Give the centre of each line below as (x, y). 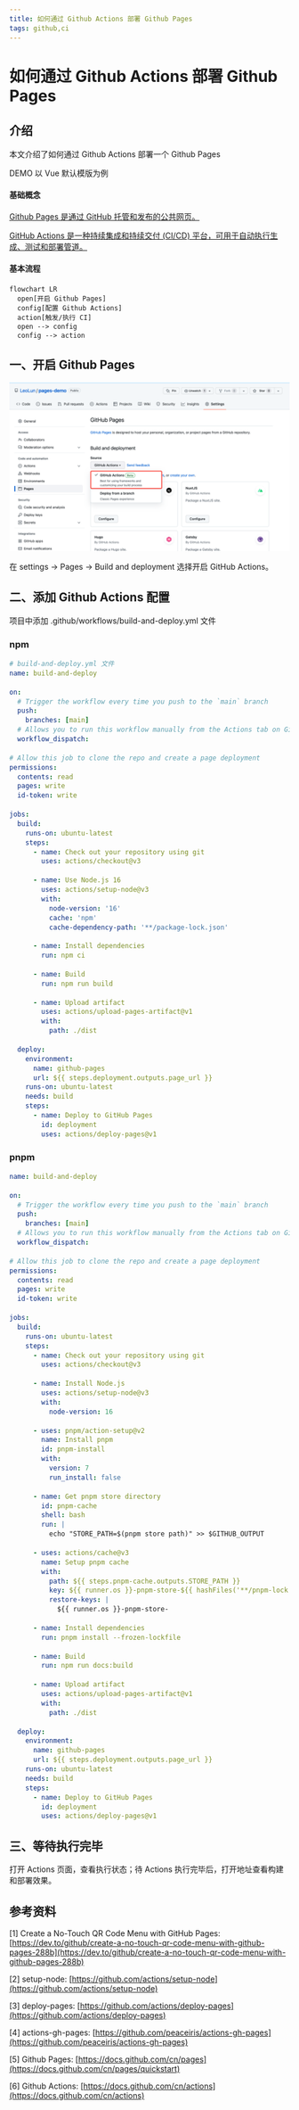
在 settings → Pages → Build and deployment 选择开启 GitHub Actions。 (141, 566)
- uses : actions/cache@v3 (81, 1553)
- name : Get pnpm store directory (97, 1496)
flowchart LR (33, 289)
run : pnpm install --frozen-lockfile (111, 1637)
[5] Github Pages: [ (44, 2059)
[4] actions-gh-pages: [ (53, 2032)
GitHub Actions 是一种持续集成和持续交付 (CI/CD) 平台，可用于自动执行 (140, 235)
